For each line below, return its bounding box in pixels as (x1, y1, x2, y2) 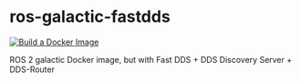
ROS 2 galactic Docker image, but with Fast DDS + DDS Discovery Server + (9, 54, 293, 65)
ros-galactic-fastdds (9, 6, 171, 27)
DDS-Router (9, 64, 55, 75)
